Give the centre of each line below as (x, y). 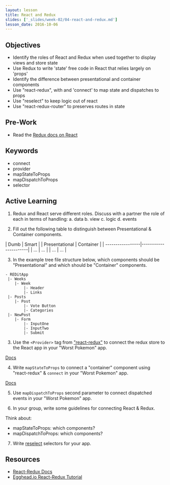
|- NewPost (19, 315)
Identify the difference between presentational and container (77, 79)
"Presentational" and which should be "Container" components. (80, 265)
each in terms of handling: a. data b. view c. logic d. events (75, 219)
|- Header (34, 288)
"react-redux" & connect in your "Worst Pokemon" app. (70, 373)
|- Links (33, 292)
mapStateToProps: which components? (54, 428)
